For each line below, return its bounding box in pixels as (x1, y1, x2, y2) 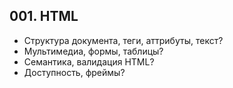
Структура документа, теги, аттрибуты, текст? (23, 34, 224, 46)
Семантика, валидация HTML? (23, 55, 155, 68)
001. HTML (9, 8, 79, 25)
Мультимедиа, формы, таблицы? (23, 45, 164, 57)
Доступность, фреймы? (23, 66, 126, 78)
